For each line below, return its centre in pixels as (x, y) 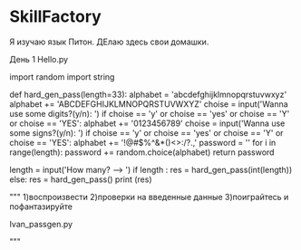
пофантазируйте (41, 207)
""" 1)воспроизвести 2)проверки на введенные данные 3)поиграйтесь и (149, 197)
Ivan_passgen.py (41, 224)
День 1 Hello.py (39, 59)
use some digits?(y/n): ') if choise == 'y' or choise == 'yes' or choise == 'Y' (150, 113)
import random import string (62, 77)
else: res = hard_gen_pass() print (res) (81, 179)
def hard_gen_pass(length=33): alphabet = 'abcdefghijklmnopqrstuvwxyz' (148, 94)
